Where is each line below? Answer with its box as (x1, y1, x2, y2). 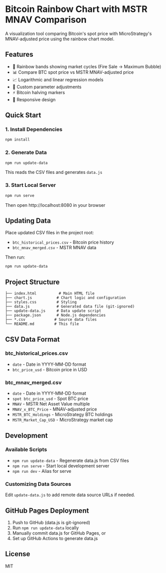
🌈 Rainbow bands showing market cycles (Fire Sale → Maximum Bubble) (12, 63, 162, 69)
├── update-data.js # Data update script (5, 308, 101, 313)
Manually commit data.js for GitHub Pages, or (12, 530, 106, 536)
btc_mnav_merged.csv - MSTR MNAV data (12, 245, 97, 251)
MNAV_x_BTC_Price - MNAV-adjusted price (12, 406, 97, 412)
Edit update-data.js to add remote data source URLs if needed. (5, 492, 136, 498)
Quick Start (5, 111, 41, 120)
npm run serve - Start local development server (12, 462, 110, 469)
